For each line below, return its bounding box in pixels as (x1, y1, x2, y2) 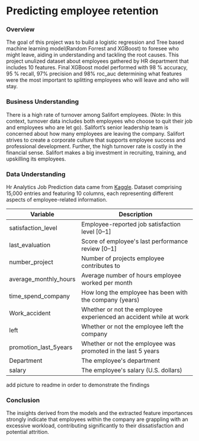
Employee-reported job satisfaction (81, 220, 181, 229)
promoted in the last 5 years (81, 347, 160, 355)
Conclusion (6, 396, 40, 404)
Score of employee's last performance (81, 237, 188, 245)
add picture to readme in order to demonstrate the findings (6, 381, 150, 389)
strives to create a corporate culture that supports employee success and (6, 136, 185, 143)
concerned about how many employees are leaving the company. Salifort (6, 130, 185, 137)
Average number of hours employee (81, 271, 182, 280)
